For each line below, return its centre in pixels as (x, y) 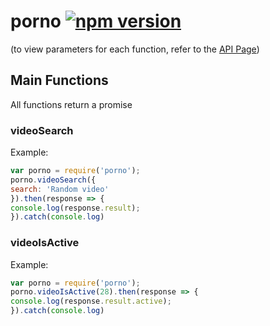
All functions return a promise (71, 104)
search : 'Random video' (60, 189)
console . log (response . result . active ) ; (91, 301)
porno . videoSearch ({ (53, 180)
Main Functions (59, 80)
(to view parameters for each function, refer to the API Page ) (135, 49)
